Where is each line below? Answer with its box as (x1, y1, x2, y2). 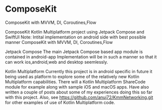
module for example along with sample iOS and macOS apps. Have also (5, 84, 149, 90)
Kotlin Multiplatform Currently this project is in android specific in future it (5, 68, 153, 74)
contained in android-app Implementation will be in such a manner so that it (5, 54, 157, 59)
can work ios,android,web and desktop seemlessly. (5, 59, 108, 65)
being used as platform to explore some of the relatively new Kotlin (5, 73, 140, 79)
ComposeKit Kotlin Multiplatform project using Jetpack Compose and (5, 29, 145, 35)
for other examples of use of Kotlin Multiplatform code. (5, 99, 116, 105)
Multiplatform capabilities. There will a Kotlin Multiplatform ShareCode (5, 79, 146, 85)
